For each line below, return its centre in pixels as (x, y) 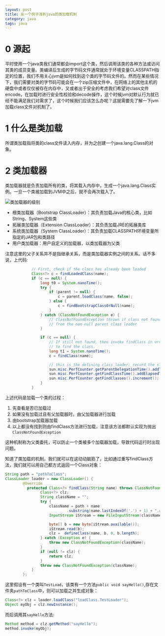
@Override (33, 483)
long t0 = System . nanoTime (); (71, 283)
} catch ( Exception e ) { (66, 538)
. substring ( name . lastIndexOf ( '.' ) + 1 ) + (110, 511)
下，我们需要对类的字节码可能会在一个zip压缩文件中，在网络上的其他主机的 (81, 82)
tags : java (16, 23)
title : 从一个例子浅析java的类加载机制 (41, 14)
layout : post (18, 10)
